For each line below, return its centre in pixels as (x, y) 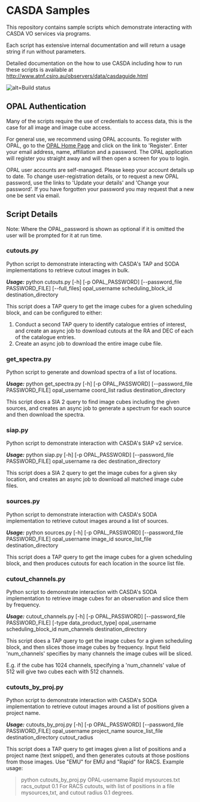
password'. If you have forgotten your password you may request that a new (100, 189)
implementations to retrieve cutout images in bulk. (68, 270)
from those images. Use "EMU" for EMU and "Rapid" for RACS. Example (95, 762)
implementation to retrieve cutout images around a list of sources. (87, 521)
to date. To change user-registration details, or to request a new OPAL (93, 176)
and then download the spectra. (46, 415)
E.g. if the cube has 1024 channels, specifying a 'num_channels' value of (96, 666)
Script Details (32, 214)
